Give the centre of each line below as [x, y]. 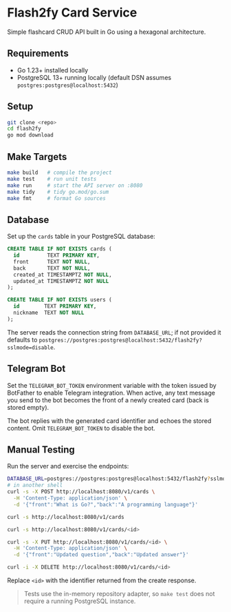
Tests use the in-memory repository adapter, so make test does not [119, 594]
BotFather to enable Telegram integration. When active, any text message [111, 393]
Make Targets [37, 157]
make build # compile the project [59, 172]
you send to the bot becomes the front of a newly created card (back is [108, 400]
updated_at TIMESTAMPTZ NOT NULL [61, 281]
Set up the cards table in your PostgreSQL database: [81, 237]
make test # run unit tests [52, 179]
